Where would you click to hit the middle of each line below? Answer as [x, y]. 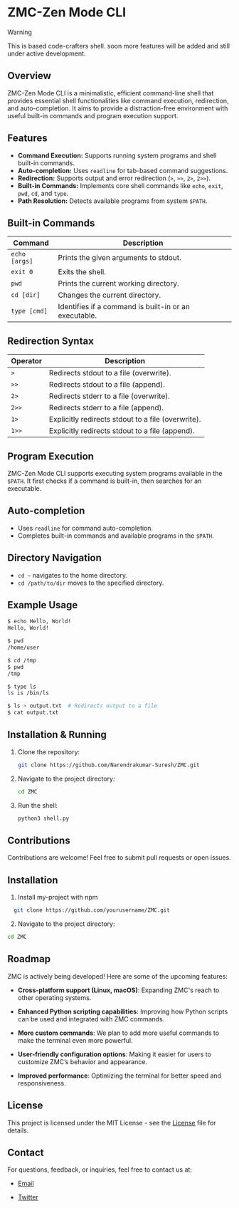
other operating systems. [54, 997]
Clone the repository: [49, 751]
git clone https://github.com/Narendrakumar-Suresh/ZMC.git [108, 765]
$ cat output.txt [33, 713]
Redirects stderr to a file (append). [106, 408]
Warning [20, 32]
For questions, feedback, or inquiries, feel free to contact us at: [100, 1170]
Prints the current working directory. [118, 283]
